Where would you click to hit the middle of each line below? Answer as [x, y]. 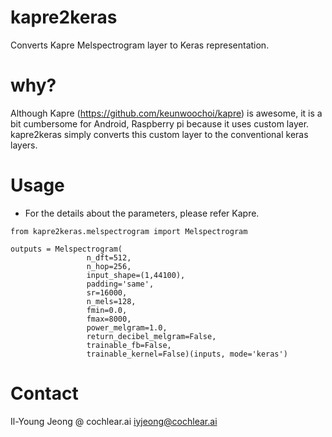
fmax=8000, [109, 319]
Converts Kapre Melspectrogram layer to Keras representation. [140, 45]
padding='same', [120, 284]
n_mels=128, [111, 301]
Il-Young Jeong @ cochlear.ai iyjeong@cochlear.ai [114, 421]
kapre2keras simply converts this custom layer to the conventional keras [159, 134]
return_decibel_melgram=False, [151, 336]
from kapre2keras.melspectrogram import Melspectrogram [129, 231]
